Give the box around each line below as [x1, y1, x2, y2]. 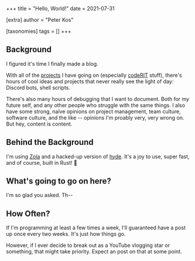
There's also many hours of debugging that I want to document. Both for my [6, 95, 189, 102]
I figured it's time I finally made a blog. [6, 60, 98, 67]
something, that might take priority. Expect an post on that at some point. [6, 248, 183, 255]
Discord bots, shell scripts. [6, 84, 70, 91]
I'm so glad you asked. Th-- [6, 192, 73, 199]
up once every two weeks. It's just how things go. [6, 231, 126, 238]
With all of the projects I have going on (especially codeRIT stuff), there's [6, 72, 183, 79]
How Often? [6, 208, 50, 219]
